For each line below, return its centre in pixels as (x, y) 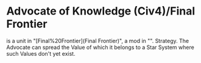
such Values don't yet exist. (41, 53)
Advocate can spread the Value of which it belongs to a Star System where (100, 47)
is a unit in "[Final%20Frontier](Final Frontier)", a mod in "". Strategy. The (98, 41)
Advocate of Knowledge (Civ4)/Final (101, 11)
